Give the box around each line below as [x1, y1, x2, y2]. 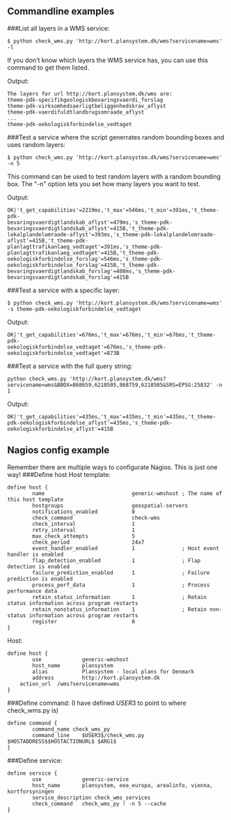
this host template [7, 496, 64, 503]
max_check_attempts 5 [32, 533, 136, 540]
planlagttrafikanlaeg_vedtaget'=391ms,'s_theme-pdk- [7, 243, 164, 250]
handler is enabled [7, 551, 64, 558]
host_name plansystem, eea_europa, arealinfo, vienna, [32, 782, 214, 789]
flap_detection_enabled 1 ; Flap [32, 557, 200, 564]
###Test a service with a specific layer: [7, 286, 120, 294]
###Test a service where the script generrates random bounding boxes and [7, 132, 225, 142]
